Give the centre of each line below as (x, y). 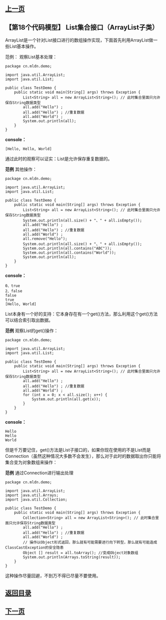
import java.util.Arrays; (32, 495)
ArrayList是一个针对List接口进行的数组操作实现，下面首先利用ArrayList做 (79, 40)
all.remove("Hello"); (45, 239)
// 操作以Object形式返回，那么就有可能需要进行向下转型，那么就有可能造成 (90, 542)
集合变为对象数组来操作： (31, 462)
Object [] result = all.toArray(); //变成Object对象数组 (81, 553)
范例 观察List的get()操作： (32, 331)
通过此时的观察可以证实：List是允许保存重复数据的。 (59, 159)
